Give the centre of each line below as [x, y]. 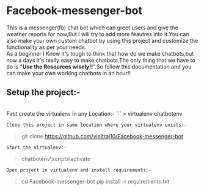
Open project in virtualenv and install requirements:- [79, 170]
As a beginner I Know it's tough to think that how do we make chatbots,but [100, 53]
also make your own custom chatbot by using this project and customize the [102, 40]
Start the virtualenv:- [37, 148]
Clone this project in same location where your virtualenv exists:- [97, 125]
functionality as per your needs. [46, 47]
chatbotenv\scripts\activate [56, 159]
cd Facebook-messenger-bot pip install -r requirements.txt [95, 181]
